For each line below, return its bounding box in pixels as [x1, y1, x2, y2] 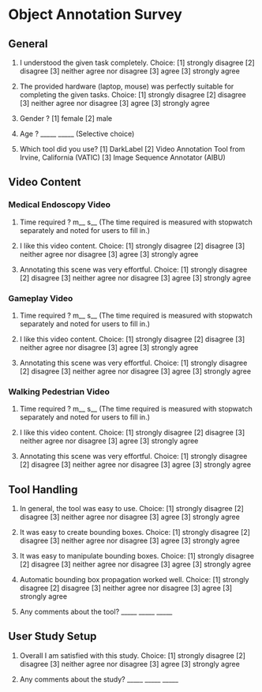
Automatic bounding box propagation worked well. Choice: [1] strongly [19, 575, 249, 585]
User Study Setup [8, 630, 97, 643]
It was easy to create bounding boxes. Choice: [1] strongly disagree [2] [19, 528, 251, 537]
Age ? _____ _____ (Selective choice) [19, 129, 135, 138]
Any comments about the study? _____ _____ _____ [19, 674, 179, 684]
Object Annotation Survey [8, 6, 183, 24]
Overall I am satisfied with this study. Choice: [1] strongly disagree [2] [19, 650, 246, 660]
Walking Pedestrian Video [8, 385, 110, 397]
